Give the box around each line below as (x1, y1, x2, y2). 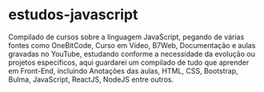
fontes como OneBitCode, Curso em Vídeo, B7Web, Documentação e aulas (8, 40, 256, 50)
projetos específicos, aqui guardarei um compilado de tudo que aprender (8, 58, 250, 67)
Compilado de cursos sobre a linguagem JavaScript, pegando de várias (8, 32, 245, 42)
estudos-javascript (8, 6, 138, 24)
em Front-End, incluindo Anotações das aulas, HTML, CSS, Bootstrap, (8, 66, 238, 75)
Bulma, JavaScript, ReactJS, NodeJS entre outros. (8, 74, 174, 84)
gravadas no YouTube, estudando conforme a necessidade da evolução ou (8, 49, 256, 58)
